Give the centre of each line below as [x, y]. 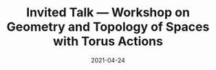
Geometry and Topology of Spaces [108, 27]
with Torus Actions [108, 41]
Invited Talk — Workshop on [108, 13]
